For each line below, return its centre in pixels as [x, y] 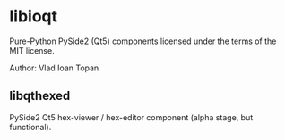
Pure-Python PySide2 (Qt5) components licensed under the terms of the [143, 41]
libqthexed [40, 96]
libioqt [34, 16]
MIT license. [32, 50]
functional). [30, 127]
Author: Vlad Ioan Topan [54, 68]
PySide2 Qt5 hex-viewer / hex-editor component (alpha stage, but [131, 117]
